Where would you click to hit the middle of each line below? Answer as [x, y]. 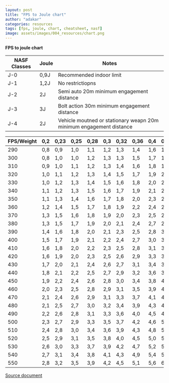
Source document [24, 375]
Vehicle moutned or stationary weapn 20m [108, 120]
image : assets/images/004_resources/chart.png [55, 33]
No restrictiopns [77, 83]
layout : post [19, 10]
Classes [21, 66]
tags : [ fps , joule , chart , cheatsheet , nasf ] [54, 29]
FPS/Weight [22, 141]
